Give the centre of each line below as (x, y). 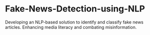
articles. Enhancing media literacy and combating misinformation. (71, 27)
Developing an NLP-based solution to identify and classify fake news (74, 22)
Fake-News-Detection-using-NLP (75, 9)
